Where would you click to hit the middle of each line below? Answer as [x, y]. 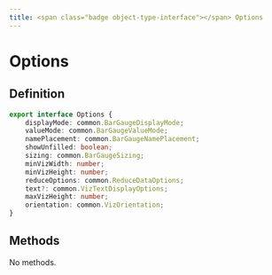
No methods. [33, 262]
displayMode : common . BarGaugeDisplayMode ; [105, 122]
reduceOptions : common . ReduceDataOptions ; [105, 180]
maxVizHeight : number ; [67, 197]
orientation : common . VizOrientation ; [95, 205]
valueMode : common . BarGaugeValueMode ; [97, 131]
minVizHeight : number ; [67, 172]
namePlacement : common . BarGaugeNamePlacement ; [113, 139]
